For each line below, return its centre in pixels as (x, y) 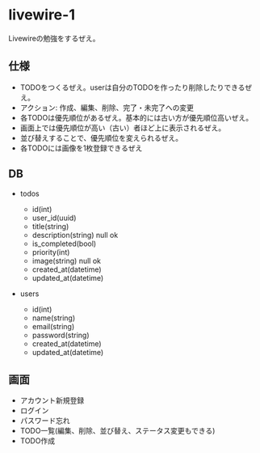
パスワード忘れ (45, 421)
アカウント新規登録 (52, 400)
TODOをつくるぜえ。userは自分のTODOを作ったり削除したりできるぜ (136, 87)
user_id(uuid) (54, 218)
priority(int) (51, 252)
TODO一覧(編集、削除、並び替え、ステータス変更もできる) (117, 431)
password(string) (61, 335)
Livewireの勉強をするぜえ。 (54, 38)
